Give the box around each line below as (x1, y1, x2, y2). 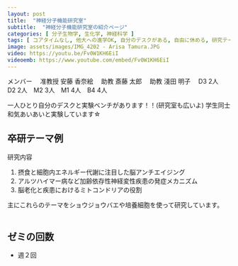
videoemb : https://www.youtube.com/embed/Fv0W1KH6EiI (7, 57, 170, 64)
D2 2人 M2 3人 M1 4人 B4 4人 (7, 86, 108, 94)
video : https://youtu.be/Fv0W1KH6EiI (7, 50, 119, 57)
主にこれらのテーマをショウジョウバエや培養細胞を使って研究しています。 (7, 200, 224, 209)
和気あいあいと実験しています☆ (7, 109, 101, 118)
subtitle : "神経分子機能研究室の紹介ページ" (7, 23, 128, 31)
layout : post (7, 10, 46, 18)
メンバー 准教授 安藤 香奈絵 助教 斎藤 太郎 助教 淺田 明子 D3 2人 (7, 77, 219, 85)
